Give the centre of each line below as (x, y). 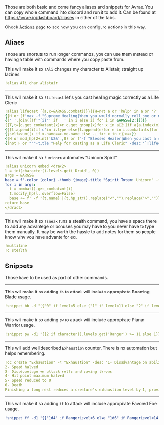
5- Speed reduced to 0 (28, 381)
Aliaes (15, 42)
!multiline (16, 246)
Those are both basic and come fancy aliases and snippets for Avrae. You (79, 7)
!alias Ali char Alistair (31, 83)
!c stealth (16, 251)
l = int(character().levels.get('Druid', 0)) (52, 171)
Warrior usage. (20, 325)
